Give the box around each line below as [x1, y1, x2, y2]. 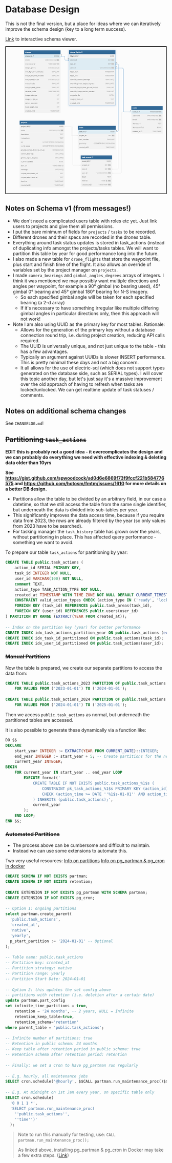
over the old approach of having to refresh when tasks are [20, 381, 143, 387]
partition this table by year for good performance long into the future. [12, 250, 159, 257]
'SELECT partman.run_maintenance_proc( [10, 1106, 95, 1111]
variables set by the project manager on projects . [12, 266, 118, 273]
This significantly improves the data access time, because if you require [12, 512, 165, 518]
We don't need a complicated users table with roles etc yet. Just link [12, 218, 157, 224]
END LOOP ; [14, 813, 36, 818]
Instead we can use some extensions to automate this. [12, 848, 128, 854]
